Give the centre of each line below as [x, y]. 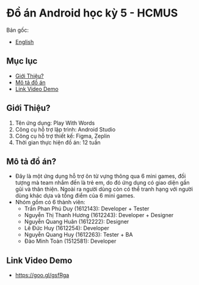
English [24, 42]
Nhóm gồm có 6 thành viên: [50, 202]
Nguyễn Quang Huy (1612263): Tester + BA [78, 235]
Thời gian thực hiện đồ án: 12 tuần [58, 142]
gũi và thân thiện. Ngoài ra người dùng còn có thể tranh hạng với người [104, 189]
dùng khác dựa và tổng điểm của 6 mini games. [75, 196]
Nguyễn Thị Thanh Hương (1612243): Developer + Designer [99, 215]
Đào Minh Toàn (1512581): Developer [70, 241]
